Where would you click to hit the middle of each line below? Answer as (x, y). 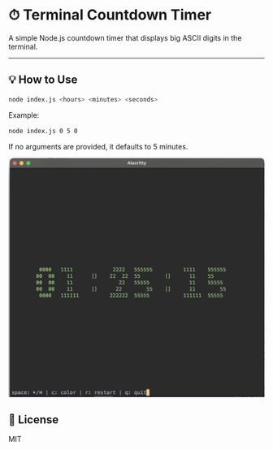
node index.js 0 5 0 (43, 131)
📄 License (34, 420)
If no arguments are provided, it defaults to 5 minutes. (98, 146)
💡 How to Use (43, 80)
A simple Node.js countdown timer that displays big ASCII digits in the (125, 37)
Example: (24, 115)
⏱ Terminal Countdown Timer (110, 15)
